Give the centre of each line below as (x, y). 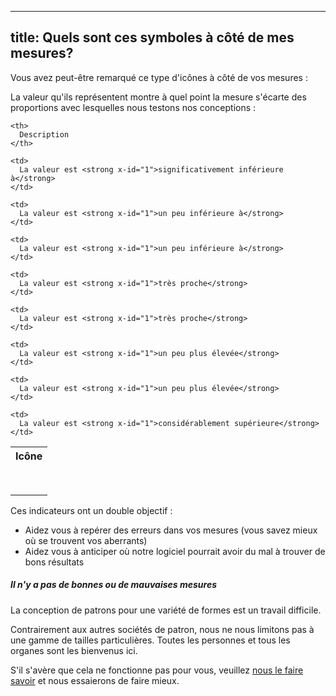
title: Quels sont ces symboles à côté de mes (152, 37)
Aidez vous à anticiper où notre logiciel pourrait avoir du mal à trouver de (175, 551)
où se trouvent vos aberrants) (86, 540)
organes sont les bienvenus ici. (74, 650)
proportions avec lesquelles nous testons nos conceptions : (133, 107)
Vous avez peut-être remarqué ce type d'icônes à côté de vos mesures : (159, 77)
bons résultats (54, 562)
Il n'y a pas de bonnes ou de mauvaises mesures (113, 585)
